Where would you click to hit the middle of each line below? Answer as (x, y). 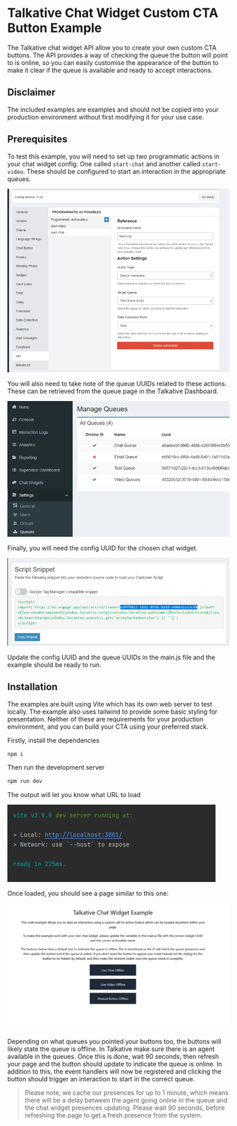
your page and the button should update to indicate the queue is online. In (115, 1064)
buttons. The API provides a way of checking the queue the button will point (117, 55)
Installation (32, 687)
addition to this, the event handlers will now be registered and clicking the (115, 1072)
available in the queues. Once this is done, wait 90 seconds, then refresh (113, 1057)
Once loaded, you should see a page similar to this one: (88, 893)
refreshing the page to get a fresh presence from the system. (114, 1115)
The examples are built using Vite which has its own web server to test (110, 704)
